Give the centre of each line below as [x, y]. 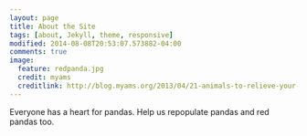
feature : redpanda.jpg [61, 69]
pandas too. [32, 121]
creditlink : [41, 86]
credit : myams [44, 78]
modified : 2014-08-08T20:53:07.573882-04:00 [95, 43]
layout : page [34, 18]
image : [22, 60]
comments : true [38, 52]
